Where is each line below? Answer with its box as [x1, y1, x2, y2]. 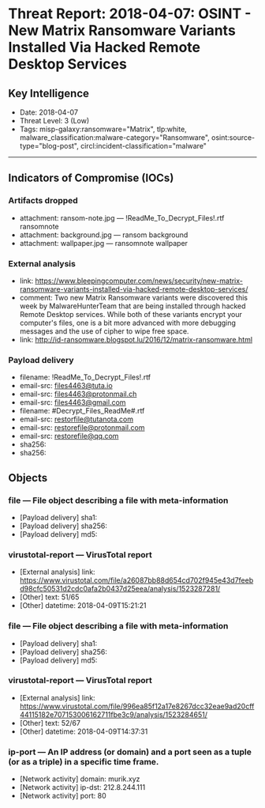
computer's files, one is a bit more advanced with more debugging [19, 318, 237, 327]
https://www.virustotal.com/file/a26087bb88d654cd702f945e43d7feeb [19, 576, 254, 585]
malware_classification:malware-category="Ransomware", [19, 133, 211, 142]
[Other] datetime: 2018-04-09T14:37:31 [19, 727, 148, 736]
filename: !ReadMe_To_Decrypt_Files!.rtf [19, 372, 151, 382]
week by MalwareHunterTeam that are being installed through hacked [19, 301, 246, 311]
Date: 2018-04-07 [19, 108, 79, 117]
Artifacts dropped [8, 195, 79, 206]
